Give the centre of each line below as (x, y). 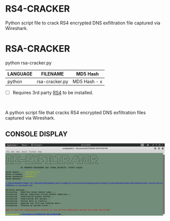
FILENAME (53, 74)
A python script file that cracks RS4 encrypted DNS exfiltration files (75, 113)
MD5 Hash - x (88, 81)
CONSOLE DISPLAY (36, 134)
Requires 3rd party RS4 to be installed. (53, 93)
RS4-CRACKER (37, 9)
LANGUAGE (20, 74)
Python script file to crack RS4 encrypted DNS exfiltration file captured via (83, 23)
